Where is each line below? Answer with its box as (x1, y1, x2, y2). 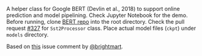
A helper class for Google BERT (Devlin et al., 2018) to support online (6, 5, 181, 12)
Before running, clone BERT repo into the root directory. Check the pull (6, 18, 185, 25)
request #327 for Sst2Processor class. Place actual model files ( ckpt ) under (6, 24, 196, 32)
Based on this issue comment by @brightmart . (6, 43, 124, 50)
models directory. (6, 31, 49, 38)
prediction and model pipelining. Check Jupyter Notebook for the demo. (6, 12, 188, 19)
